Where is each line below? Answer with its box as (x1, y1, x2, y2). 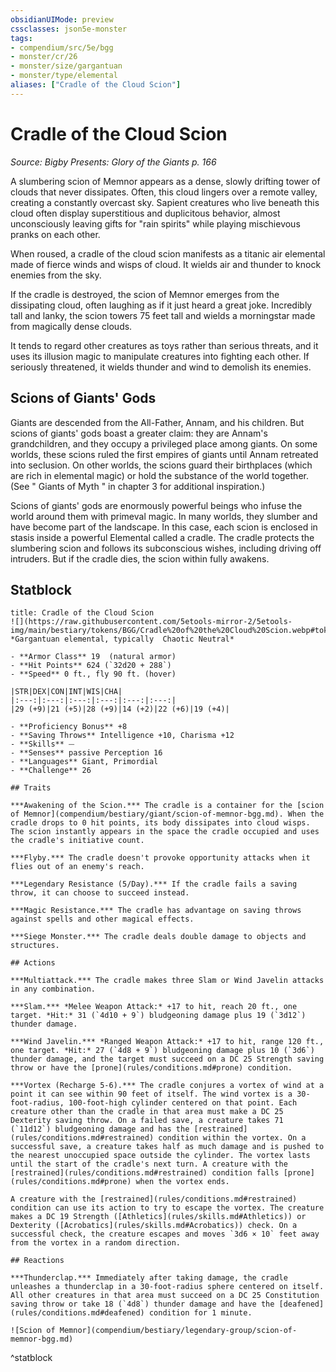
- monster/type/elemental (10, 71, 118, 81)
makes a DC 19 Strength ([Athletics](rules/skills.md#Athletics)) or (10, 1212, 307, 1222)
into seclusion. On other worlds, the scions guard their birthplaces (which (10, 459, 313, 471)
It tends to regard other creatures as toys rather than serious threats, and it (10, 339, 319, 351)
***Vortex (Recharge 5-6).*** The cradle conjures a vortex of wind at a (10, 1081, 325, 1091)
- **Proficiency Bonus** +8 (10, 722, 128, 732)
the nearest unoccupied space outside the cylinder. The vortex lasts (10, 1151, 311, 1161)
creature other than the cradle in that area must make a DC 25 (10, 1107, 284, 1117)
